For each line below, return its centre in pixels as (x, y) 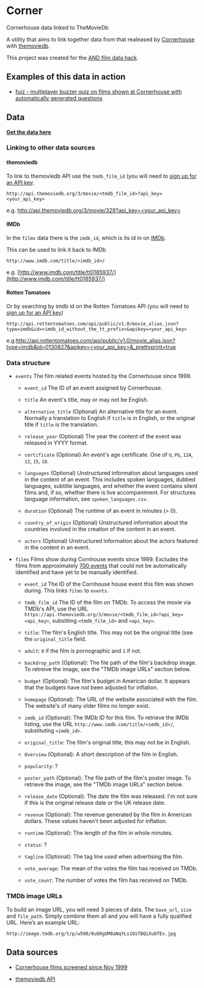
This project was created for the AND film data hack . (72, 57)
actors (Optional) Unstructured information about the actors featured (111, 541)
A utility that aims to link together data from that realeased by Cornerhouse (101, 39)
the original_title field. (55, 639)
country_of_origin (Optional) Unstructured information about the (106, 523)
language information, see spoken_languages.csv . (86, 499)
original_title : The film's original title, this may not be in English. (107, 743)
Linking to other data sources (51, 148)
